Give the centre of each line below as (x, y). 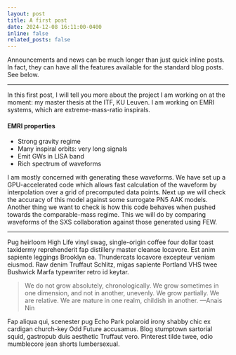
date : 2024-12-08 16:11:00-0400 (54, 27)
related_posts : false (39, 40)
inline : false (28, 33)
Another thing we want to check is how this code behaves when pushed (112, 207)
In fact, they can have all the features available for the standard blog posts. (116, 67)
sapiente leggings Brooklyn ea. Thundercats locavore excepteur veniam (111, 257)
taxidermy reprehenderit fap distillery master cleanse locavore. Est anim (111, 250)
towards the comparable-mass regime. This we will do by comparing (106, 215)
